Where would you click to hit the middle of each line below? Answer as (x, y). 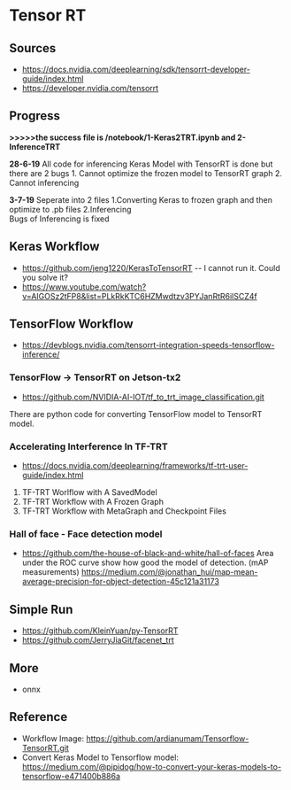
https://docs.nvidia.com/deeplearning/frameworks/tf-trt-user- (135, 466)
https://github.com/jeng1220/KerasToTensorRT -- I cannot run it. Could (151, 267)
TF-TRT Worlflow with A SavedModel (89, 492)
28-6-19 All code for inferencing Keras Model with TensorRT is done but (141, 164)
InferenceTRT (35, 146)
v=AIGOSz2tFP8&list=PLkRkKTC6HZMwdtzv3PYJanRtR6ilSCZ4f (140, 296)
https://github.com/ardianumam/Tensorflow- (168, 738)
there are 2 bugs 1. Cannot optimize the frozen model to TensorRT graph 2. (146, 173)
